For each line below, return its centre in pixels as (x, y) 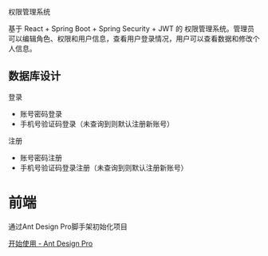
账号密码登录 (41, 113)
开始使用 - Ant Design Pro (51, 243)
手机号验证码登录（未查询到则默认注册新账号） (97, 124)
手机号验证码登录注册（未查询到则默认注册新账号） (104, 167)
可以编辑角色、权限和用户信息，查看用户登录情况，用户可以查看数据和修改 (130, 39)
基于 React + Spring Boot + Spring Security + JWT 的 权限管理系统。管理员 (132, 29)
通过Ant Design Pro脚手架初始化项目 (68, 226)
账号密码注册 (41, 157)
